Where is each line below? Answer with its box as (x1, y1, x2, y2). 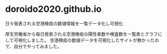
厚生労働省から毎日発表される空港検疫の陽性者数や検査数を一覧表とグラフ (5, 31, 158, 37)
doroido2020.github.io (5, 3, 102, 15)
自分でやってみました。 (13, 43, 62, 49)
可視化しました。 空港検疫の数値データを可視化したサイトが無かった (13, 37, 155, 43)
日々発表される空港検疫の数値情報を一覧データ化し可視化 (5, 20, 123, 26)
